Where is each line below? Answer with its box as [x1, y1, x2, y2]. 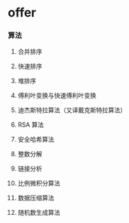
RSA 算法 [17, 120, 44, 129]
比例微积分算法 [17, 179, 60, 187]
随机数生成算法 [17, 209, 60, 217]
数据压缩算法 [17, 194, 54, 202]
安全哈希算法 [17, 136, 54, 144]
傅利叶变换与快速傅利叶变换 [17, 92, 97, 100]
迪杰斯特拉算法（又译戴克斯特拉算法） [17, 106, 126, 114]
